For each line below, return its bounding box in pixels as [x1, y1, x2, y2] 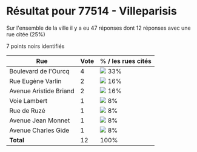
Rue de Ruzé [9, 106, 45, 114]
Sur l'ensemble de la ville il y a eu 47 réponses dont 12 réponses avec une [6, 24, 191, 31]
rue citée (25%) [6, 30, 45, 38]
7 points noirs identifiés [6, 42, 65, 50]
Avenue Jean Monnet [9, 116, 70, 125]
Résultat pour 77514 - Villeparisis [6, 4, 177, 18]
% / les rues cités [99, 56, 152, 65]
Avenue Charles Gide [9, 126, 70, 134]
